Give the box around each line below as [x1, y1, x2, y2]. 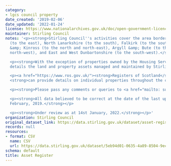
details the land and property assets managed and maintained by [10, 64, 152, 69]
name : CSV [10, 139, 31, 144]
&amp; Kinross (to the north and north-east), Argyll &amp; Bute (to [10, 45, 160, 50]
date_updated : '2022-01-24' [5, 21, 65, 27]
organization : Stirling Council [5, 115, 74, 120]
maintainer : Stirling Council [5, 31, 70, 36]
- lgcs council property [5, 12, 58, 17]
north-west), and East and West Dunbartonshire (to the [10, 50, 131, 55]
